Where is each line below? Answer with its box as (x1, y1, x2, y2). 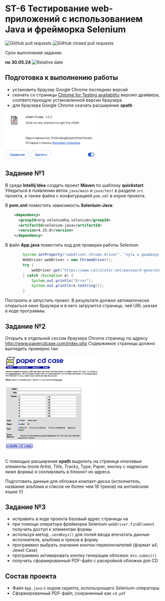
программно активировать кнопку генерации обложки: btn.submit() (12, 552, 157, 559)
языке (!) (5, 488, 24, 495)
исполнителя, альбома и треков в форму (12, 537, 98, 543)
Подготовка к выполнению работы (5, 73, 118, 82)
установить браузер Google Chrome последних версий (12, 87, 128, 93)
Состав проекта (5, 572, 56, 580)
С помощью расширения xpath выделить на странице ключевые (5, 458, 142, 464)
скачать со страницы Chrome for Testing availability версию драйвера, (12, 92, 160, 97)
